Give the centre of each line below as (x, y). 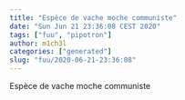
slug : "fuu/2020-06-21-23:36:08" (73, 60)
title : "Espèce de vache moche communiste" (93, 18)
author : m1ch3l (38, 43)
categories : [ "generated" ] (61, 52)
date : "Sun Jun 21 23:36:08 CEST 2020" (85, 26)
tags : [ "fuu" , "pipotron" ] (61, 35)
